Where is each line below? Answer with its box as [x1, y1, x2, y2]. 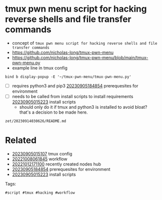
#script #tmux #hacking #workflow [5, 190, 75, 195]
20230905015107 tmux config [12, 151, 72, 156]
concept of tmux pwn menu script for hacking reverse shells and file [12, 40, 158, 46]
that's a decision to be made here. [19, 109, 88, 115]
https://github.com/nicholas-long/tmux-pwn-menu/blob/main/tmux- [12, 54, 148, 60]
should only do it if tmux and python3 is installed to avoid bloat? [19, 104, 147, 110]
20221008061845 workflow [12, 156, 68, 162]
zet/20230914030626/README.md [5, 119, 67, 124]
